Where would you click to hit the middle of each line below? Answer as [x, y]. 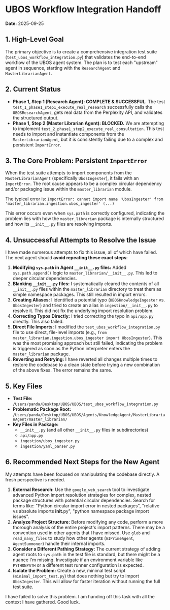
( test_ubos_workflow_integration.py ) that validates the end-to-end [76, 57]
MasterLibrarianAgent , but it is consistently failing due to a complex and [88, 139]
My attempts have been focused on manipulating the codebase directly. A [82, 474]
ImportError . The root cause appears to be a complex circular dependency [83, 184]
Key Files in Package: [36, 424]
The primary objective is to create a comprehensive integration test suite [81, 51]
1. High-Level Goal [35, 39]
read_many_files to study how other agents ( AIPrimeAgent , [73, 538]
